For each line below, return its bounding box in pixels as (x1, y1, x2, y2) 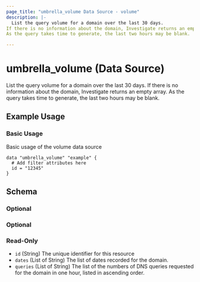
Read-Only (6, 237, 39, 245)
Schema (6, 186, 37, 197)
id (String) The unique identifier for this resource (14, 250, 135, 258)
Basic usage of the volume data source (6, 143, 102, 150)
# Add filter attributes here (11, 160, 86, 166)
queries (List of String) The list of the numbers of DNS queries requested (14, 263, 194, 270)
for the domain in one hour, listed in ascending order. (14, 269, 145, 277)
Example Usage (6, 112, 65, 122)
